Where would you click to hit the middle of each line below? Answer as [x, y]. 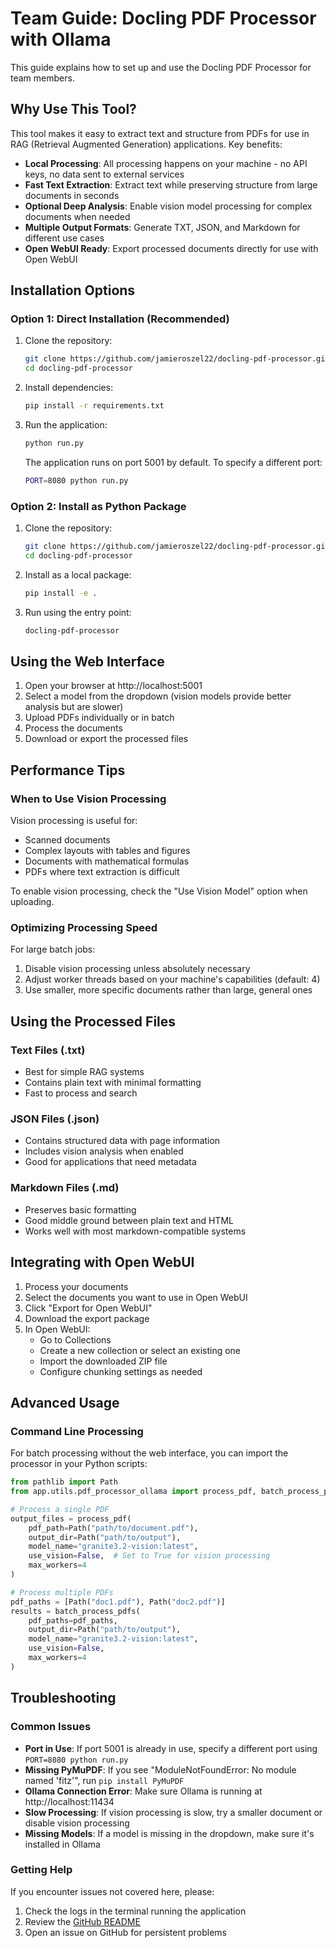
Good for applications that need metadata [110, 1162]
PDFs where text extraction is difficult [102, 872]
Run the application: [66, 425]
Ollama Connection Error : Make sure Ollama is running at [143, 1791]
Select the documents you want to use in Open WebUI [136, 1297]
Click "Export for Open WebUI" [88, 1308]
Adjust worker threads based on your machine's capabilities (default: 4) [172, 979]
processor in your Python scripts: [79, 1464]
